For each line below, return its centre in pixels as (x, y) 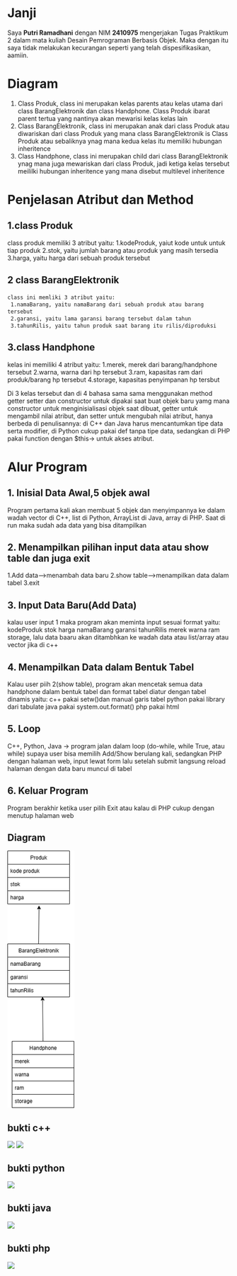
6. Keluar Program (48, 791)
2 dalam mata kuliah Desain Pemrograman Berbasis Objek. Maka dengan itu (118, 40)
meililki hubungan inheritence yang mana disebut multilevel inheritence (121, 171)
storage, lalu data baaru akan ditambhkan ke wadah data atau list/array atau (118, 637)
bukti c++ (29, 1128)
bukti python (36, 1168)
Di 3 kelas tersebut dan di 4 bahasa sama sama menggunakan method (110, 393)
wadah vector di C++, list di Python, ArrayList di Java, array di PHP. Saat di (116, 518)
